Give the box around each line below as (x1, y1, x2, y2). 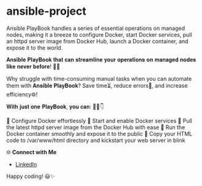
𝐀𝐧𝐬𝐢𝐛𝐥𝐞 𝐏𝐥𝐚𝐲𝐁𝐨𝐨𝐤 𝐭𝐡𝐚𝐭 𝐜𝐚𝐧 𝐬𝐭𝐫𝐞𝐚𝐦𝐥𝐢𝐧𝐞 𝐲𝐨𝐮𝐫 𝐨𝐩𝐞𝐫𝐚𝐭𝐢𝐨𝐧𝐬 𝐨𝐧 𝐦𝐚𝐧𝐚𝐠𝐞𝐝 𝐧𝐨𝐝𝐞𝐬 (6, 56, 196, 63)
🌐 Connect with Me (6, 148, 57, 155)
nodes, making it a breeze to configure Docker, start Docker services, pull (6, 31, 192, 38)
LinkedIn (15, 160, 37, 168)
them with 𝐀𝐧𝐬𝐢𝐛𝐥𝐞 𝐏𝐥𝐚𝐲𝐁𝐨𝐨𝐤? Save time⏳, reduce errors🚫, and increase (6, 81, 188, 89)
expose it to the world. (6, 44, 63, 51)
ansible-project (6, 4, 87, 18)
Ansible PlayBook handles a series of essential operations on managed (6, 24, 185, 32)
